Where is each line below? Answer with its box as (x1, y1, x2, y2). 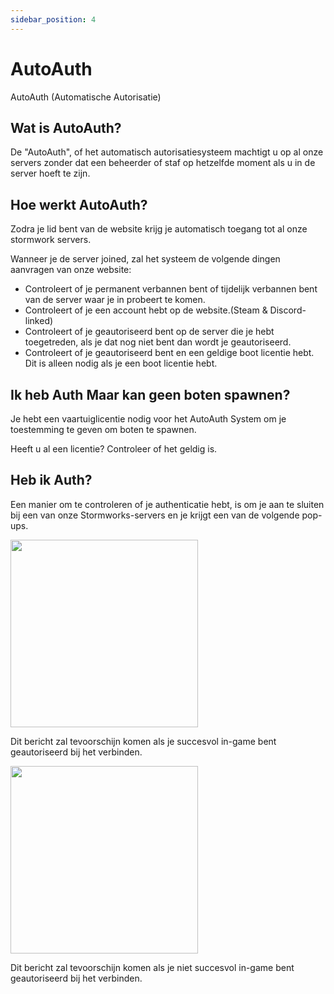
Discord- (269, 304, 307, 316)
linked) (24, 315, 54, 327)
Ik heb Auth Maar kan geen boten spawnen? (10, 386, 291, 403)
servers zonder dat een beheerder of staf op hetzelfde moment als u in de (10, 157, 316, 169)
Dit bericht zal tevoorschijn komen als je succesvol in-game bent (10, 735, 277, 747)
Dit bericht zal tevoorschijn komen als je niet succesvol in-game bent (10, 961, 295, 973)
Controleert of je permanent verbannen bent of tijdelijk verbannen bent (24, 283, 318, 295)
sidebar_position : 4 (10, 14, 97, 25)
